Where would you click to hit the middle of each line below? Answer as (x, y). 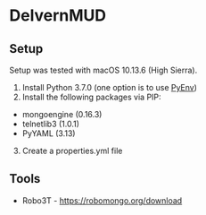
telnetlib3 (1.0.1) (51, 124)
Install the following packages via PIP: (92, 97)
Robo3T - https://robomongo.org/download (102, 200)
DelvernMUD (58, 16)
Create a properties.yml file (72, 150)
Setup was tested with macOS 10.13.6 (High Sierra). (103, 70)
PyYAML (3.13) (49, 133)
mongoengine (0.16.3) (62, 114)
